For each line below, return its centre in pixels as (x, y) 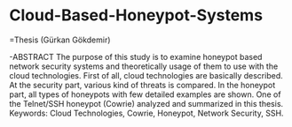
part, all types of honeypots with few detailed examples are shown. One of (145, 94)
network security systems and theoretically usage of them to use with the (144, 66)
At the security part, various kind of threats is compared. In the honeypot (142, 85)
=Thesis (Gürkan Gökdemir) (60, 40)
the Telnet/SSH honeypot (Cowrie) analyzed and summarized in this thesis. (146, 103)
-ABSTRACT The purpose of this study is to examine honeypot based (136, 56)
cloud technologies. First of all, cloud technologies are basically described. (146, 75)
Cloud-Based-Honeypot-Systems (136, 15)
